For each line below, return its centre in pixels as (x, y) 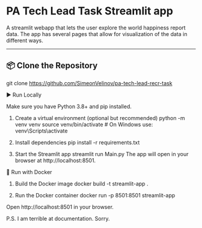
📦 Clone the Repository (52, 66)
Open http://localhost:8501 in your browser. (60, 207)
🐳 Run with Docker (29, 172)
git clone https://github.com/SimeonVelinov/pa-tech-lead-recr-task (89, 83)
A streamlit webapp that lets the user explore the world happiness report (96, 28)
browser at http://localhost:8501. (55, 160)
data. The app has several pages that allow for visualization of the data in (97, 34)
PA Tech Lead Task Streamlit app (90, 11)
